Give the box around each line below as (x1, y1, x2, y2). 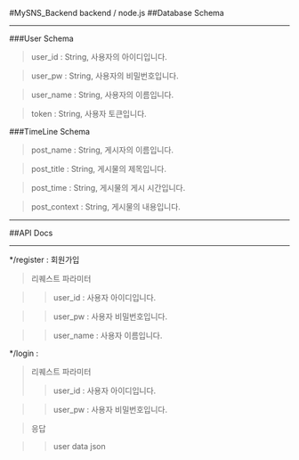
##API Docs (9, 227, 53, 238)
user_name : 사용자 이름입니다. (53, 330, 163, 341)
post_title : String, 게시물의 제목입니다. (30, 164, 167, 174)
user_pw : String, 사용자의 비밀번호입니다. (30, 70, 180, 81)
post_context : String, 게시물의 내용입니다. (30, 201, 181, 212)
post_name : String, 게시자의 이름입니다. (30, 144, 174, 155)
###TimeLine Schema (9, 127, 91, 136)
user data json (53, 441, 106, 451)
